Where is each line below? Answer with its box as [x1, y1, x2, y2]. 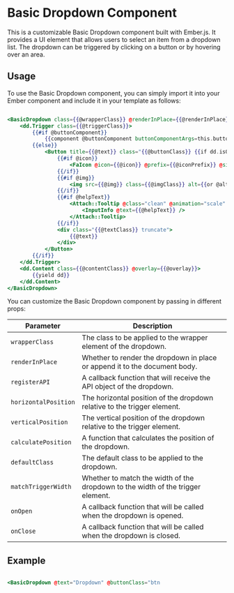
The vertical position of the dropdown [81, 413, 205, 423]
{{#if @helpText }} [56, 194, 111, 201]
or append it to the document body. [81, 361, 198, 371]
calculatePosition [10, 438, 72, 446]
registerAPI [10, 378, 51, 386]
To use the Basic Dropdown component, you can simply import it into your [7, 89, 220, 97]
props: [7, 305, 26, 313]
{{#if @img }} [56, 174, 95, 181]
